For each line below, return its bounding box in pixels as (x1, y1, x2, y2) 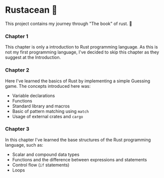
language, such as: (5, 142, 44, 148)
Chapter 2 (5, 67, 29, 74)
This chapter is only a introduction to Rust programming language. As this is (5, 44, 158, 50)
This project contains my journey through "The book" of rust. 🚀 (5, 21, 132, 26)
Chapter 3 (5, 126, 29, 132)
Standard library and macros (12, 103, 70, 109)
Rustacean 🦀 (5, 4, 58, 16)
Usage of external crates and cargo (12, 113, 83, 119)
